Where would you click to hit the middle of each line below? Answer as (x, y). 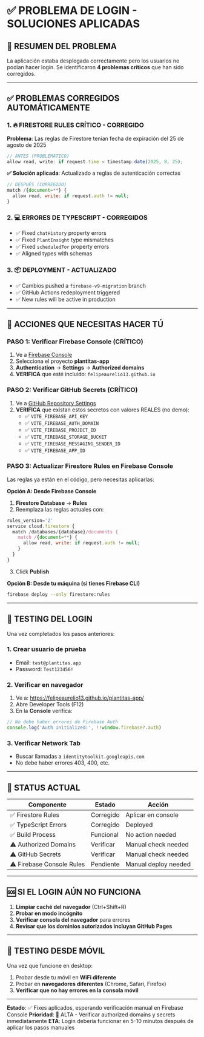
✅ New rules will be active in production (65, 299)
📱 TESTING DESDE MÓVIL (56, 951)
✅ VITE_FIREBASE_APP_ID (55, 450)
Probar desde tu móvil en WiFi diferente (66, 977)
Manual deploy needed (158, 864)
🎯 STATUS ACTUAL (44, 787)
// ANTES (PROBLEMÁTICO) (38, 156)
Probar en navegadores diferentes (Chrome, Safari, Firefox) (91, 984)
